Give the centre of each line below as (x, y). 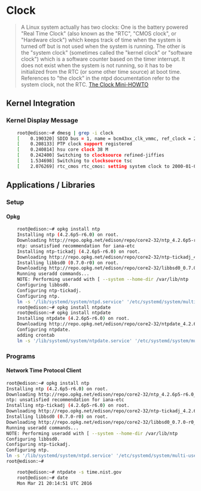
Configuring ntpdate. (44, 330)
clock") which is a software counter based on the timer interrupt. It (103, 59)
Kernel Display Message (42, 121)
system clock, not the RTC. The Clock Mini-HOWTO (85, 84)
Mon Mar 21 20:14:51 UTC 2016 (55, 483)
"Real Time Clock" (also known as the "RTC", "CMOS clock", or (98, 33)
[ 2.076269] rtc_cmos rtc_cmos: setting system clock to (93, 166)
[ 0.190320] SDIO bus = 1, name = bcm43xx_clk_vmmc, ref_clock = (104, 139)
